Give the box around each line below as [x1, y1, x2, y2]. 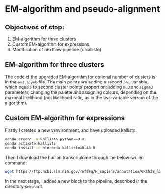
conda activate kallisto [5, 141, 56, 146]
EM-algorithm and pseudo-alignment [5, 3, 160, 15]
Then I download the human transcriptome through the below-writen [5, 155, 144, 161]
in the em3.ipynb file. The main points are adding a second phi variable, [5, 79, 149, 84]
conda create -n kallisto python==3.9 [5, 137, 84, 141]
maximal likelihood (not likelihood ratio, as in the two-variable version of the [5, 94, 158, 100]
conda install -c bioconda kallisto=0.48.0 [5, 146, 96, 151]
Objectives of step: [5, 23, 65, 31]
